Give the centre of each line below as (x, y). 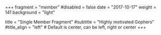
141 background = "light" (30, 12)
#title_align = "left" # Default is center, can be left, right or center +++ (76, 27)
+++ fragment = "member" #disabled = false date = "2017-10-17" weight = (81, 7)
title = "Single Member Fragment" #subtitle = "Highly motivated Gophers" (80, 22)
